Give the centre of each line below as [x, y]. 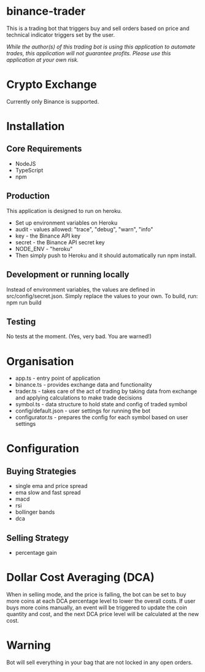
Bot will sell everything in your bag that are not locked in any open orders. [100, 662]
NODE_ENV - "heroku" [44, 249]
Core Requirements [44, 149]
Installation [36, 126]
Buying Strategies [41, 471]
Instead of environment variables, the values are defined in [81, 289]
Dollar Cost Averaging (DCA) [80, 577]
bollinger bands [35, 512]
